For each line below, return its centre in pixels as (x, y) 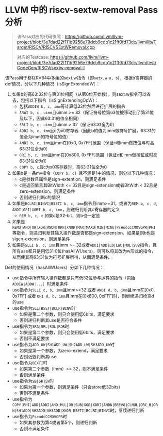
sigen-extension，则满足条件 (41, 239)
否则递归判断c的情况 (40, 197)
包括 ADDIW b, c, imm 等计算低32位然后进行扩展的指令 (72, 106)
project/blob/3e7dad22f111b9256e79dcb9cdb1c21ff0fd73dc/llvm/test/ (87, 62)
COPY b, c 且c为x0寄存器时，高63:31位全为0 (63, 167)
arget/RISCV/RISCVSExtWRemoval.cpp (56, 47)
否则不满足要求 (34, 338)
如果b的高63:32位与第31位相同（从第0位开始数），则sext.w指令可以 (79, 94)
